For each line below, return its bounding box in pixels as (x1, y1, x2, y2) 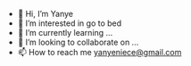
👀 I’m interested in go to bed (17, 18, 122, 29)
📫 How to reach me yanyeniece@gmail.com (17, 47, 182, 57)
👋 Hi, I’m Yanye (17, 9, 74, 19)
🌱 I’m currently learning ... (17, 28, 113, 37)
